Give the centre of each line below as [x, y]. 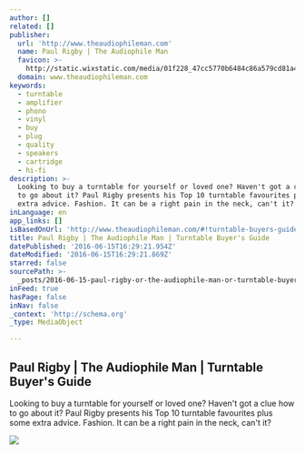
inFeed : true [34, 288]
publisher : [30, 35]
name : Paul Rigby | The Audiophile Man [93, 52]
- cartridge [40, 161]
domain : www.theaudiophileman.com [83, 77]
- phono [32, 111]
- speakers [38, 153]
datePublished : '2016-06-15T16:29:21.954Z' [93, 247]
